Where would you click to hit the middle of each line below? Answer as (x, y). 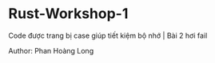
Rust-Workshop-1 (68, 14)
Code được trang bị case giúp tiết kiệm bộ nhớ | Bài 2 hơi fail (108, 35)
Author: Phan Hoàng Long (51, 50)
